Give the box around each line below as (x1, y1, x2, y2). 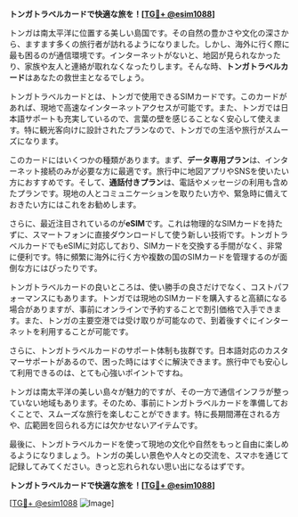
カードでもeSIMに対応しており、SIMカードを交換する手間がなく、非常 (24, 241, 283, 250)
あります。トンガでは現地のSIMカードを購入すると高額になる (63, 293, 287, 303)
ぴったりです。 (47, 263, 102, 273)
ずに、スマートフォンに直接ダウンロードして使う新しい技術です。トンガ (9, 229, 273, 240)
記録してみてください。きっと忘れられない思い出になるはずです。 (9, 461, 250, 472)
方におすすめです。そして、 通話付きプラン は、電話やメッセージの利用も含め (9, 177, 289, 187)
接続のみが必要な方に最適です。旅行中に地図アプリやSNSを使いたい (39, 166, 290, 176)
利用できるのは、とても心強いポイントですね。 (16, 367, 189, 378)
